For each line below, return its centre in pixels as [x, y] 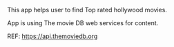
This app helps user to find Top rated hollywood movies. [87, 10]
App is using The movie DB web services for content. [83, 23]
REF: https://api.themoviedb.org [52, 36]
